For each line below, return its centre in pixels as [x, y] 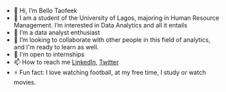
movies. [25, 82]
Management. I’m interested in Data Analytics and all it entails [100, 25]
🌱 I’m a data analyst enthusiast [57, 32]
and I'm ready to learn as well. [56, 47]
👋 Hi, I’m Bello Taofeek [45, 11]
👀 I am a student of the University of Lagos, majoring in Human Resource [116, 18]
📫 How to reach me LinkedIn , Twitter [66, 62]
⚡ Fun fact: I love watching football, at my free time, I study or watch [110, 72]
